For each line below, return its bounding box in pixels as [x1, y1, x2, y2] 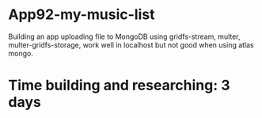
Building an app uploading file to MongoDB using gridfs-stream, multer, [8, 32, 241, 41]
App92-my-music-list [8, 6, 155, 24]
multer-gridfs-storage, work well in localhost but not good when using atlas [8, 40, 255, 49]
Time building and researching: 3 [8, 77, 231, 94]
